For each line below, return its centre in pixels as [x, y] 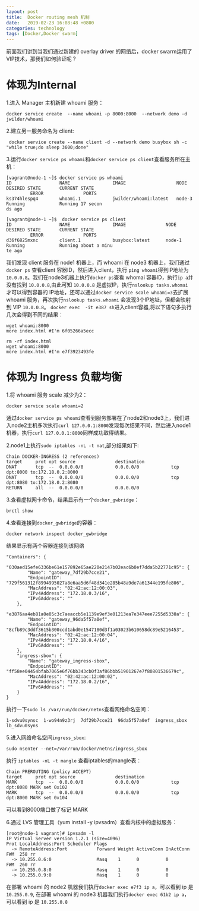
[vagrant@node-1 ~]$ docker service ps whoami [65, 178]
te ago [14, 251]
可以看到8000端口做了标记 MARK [47, 810]
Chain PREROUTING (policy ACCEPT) [49, 772]
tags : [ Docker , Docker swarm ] [42, 34]
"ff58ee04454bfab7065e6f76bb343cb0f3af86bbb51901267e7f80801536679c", [95, 671]
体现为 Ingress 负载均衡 [64, 377]
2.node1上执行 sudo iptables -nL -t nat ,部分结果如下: [73, 445]
